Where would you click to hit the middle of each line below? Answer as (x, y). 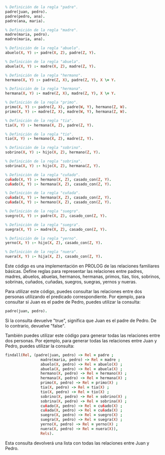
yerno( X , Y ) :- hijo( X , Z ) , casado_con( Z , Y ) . (54, 243)
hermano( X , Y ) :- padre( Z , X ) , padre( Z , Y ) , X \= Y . (61, 80)
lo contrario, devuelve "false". (35, 325)
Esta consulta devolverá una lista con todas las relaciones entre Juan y (77, 443)
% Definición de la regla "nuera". (42, 252)
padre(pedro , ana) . (25, 16)
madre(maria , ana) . (25, 39)
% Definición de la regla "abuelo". (43, 48)
